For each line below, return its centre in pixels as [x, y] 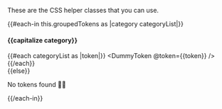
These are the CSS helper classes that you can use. [83, 10]
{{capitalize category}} [43, 40]
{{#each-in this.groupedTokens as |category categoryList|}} [95, 24]
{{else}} [19, 71]
